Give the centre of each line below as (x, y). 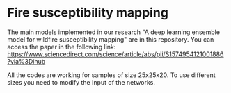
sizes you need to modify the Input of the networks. (81, 82)
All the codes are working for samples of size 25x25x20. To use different (111, 75)
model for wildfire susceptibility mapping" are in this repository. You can (111, 39)
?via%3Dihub (26, 61)
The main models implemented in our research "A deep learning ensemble (114, 32)
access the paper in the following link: (62, 46)
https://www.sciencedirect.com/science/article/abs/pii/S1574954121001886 (115, 54)
